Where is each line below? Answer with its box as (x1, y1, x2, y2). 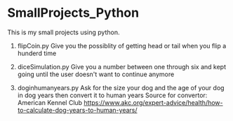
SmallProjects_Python (7, 5, 139, 21)
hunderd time (17, 49, 57, 57)
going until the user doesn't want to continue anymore (17, 70, 175, 78)
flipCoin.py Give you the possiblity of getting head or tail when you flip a (17, 41, 227, 50)
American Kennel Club (17, 98, 83, 106)
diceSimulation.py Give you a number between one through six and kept (17, 62, 227, 71)
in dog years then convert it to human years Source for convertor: (17, 91, 208, 99)
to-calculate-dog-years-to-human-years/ (17, 106, 138, 114)
